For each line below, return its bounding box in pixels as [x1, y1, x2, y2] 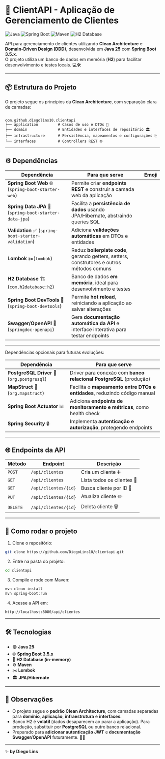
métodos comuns [71, 265, 112, 272]
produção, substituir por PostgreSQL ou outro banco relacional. [12, 724, 141, 730]
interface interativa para [71, 326, 127, 333]
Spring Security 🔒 [7, 420, 50, 427]
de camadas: [5, 104, 31, 110]
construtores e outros [71, 259, 121, 266]
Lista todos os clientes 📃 [81, 477, 137, 484]
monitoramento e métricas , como [69, 403, 149, 410]
